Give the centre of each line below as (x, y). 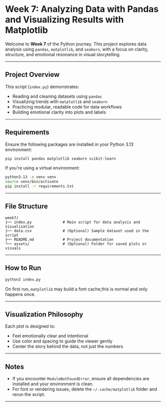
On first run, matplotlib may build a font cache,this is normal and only (76, 289)
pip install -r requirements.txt (40, 186)
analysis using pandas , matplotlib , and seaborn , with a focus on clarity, (77, 49)
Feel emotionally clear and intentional (50, 336)
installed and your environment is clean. (53, 384)
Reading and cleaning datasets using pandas (57, 96)
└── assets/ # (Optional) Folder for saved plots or (76, 244)
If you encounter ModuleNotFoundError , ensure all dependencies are (81, 379)
